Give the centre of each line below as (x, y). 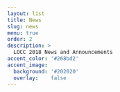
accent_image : (28, 65)
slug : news (23, 26)
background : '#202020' (46, 71)
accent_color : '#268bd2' (43, 59)
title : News (24, 20)
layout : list (26, 13)
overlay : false (40, 78)
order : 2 (20, 39)
